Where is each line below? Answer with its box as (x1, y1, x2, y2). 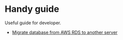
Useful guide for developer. (5, 20, 61, 26)
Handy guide (5, 3, 60, 15)
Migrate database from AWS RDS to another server (12, 29, 118, 35)
